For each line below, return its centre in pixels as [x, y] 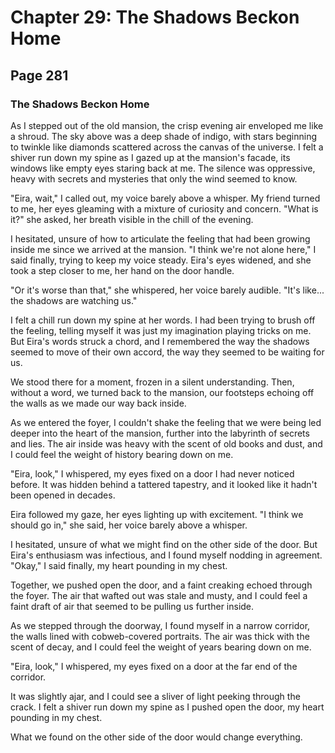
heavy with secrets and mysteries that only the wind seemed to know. [154, 178]
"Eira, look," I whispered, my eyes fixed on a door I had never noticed [152, 473]
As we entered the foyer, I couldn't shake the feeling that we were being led [166, 422]
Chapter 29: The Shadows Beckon [155, 17]
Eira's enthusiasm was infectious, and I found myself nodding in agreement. [166, 555]
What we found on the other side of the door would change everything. [156, 737]
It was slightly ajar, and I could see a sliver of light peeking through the [155, 696]
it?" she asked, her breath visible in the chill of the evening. [132, 219]
